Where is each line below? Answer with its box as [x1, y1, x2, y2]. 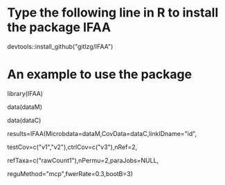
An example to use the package [7, 67, 192, 82]
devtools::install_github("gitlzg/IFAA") [7, 42, 114, 50]
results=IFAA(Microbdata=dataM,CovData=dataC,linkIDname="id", [7, 129, 197, 137]
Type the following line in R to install [7, 5, 219, 21]
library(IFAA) [7, 89, 44, 97]
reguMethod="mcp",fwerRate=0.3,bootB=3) [7, 169, 134, 177]
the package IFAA [7, 19, 111, 35]
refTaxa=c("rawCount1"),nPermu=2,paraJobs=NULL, [7, 156, 159, 164]
